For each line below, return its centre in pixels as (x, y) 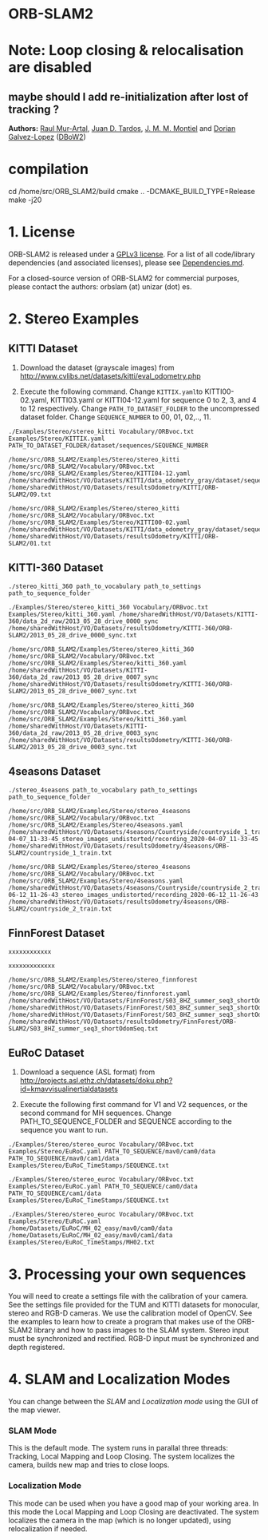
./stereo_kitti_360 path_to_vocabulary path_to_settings (105, 586)
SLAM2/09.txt (30, 495)
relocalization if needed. (48, 1528)
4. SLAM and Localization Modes (119, 1379)
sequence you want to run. (64, 1130)
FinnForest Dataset (57, 933)
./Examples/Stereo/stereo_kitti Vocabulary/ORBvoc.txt (101, 432)
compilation (49, 169)
